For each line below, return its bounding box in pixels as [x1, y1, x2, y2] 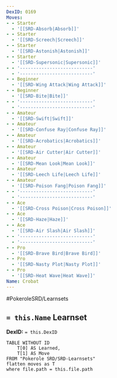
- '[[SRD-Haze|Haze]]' [11, 217, 69, 223]
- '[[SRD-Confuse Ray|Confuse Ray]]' [11, 127, 107, 133]
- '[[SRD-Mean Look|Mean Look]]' [11, 161, 96, 167]
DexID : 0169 [6, 8, 36, 15]
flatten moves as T [6, 361, 55, 367]
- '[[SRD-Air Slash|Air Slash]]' [11, 228, 96, 234]
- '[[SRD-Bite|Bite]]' [11, 93, 69, 99]
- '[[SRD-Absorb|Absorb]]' [11, 25, 80, 32]
